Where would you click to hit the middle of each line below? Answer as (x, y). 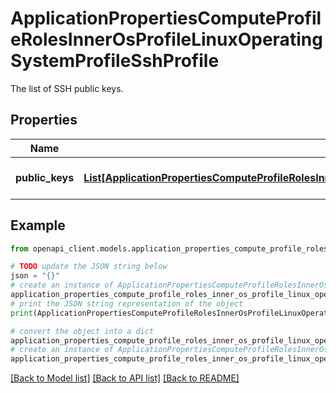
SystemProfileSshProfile (115, 61)
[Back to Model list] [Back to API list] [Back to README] (125, 378)
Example (38, 225)
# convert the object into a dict (82, 331)
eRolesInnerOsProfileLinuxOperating (166, 39)
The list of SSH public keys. (67, 88)
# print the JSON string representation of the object (127, 303)
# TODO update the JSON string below (89, 267)
